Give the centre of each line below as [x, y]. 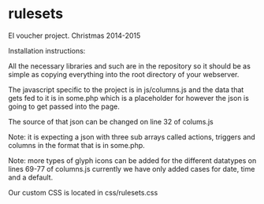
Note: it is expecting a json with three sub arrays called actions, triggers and [132, 137]
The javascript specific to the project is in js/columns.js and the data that [126, 89]
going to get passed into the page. [64, 106]
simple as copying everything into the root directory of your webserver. [124, 74]
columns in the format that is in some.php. [77, 145]
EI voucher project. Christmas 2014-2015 [74, 35]
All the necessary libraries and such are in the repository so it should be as [129, 66]
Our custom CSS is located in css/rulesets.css [83, 192]
